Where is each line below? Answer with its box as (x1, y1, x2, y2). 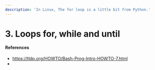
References (5, 45, 30, 50)
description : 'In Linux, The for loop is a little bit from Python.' (5, 7, 151, 12)
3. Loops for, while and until (5, 28, 121, 39)
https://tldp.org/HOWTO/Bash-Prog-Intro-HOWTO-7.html (12, 56, 128, 62)
